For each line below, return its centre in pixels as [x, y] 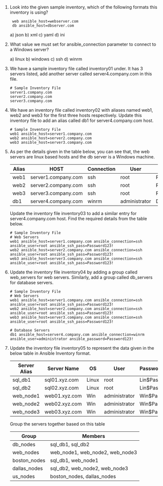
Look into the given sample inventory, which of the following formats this [83, 7]
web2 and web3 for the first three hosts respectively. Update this [76, 115]
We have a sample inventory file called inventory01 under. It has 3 [76, 69]
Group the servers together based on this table [57, 424]
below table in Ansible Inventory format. [50, 353]
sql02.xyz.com [62, 388]
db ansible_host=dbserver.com [43, 26]
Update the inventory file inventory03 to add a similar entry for [73, 213]
